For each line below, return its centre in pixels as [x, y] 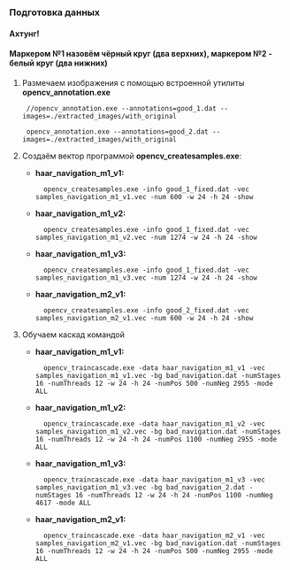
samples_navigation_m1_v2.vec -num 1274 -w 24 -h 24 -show [146, 237]
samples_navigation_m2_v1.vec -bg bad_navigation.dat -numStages [158, 543]
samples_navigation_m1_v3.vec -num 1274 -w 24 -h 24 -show [146, 277]
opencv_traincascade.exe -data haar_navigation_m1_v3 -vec [154, 480]
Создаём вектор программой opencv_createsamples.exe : [132, 156]
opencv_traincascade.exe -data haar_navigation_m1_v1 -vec [154, 368]
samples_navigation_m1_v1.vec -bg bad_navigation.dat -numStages [158, 375]
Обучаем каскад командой [73, 335]
